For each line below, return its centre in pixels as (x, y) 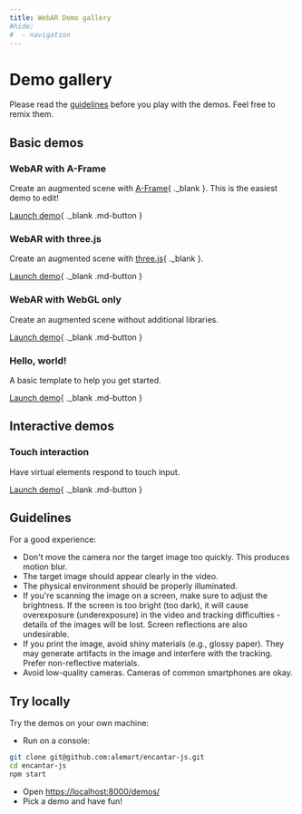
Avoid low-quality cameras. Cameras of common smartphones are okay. (157, 673)
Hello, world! (38, 361)
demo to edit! (34, 198)
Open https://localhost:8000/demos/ (91, 791)
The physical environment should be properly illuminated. (130, 586)
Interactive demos (62, 426)
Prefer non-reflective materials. (81, 664)
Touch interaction (49, 452)
